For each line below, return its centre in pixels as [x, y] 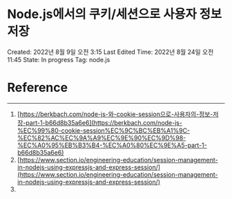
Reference [37, 88]
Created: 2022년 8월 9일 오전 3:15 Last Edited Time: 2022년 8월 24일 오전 [110, 52]
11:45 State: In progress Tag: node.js [59, 59]
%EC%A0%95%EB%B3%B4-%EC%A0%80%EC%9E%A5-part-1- [112, 145]
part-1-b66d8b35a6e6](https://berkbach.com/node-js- [104, 122]
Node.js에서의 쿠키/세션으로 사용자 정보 [115, 14]
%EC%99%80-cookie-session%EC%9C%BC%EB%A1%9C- [104, 130]
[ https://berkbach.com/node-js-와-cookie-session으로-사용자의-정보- [115, 114]
